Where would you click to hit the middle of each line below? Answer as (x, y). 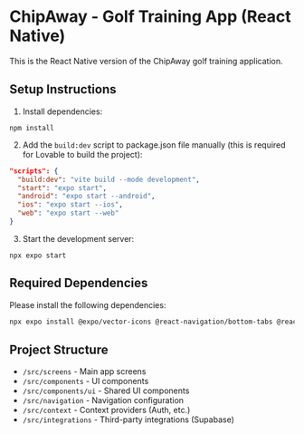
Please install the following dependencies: (88, 304)
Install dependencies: (62, 111)
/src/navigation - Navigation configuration (103, 400)
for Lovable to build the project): (82, 154)
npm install (32, 128)
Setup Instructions (63, 89)
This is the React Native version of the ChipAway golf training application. (146, 61)
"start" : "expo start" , (62, 188)
